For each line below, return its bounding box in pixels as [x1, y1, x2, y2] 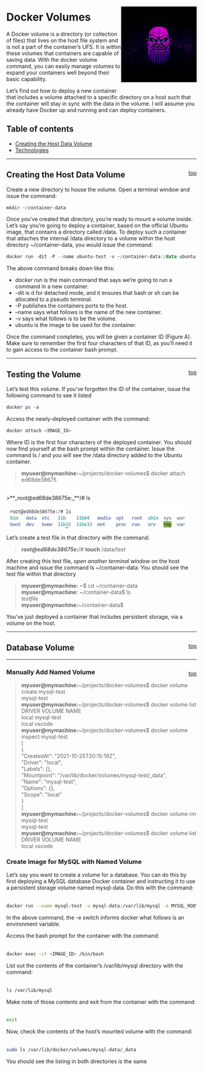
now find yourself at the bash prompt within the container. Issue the [6, 445, 175, 452]
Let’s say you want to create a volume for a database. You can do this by [6, 871, 187, 878]
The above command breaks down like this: [6, 265, 115, 272]
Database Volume [6, 643, 74, 653]
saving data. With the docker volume [6, 56, 98, 63]
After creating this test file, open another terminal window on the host [6, 557, 180, 564]
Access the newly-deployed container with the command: [6, 415, 150, 422]
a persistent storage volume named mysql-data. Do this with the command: [6, 884, 194, 891]
